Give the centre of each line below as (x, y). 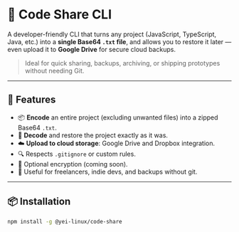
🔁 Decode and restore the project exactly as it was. (93, 135)
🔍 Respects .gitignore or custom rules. (77, 154)
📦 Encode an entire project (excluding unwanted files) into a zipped (118, 117)
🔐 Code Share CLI (60, 15)
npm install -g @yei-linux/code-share (65, 221)
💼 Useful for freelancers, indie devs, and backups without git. (107, 172)
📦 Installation (39, 202)
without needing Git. (54, 70)
